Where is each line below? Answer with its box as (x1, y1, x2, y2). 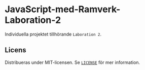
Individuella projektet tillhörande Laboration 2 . (5, 31, 102, 37)
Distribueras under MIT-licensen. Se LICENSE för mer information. (5, 59, 140, 65)
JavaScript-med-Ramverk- (5, 4, 121, 15)
